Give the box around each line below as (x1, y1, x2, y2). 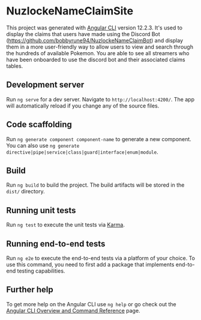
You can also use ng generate (6, 142, 80, 149)
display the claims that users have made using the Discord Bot (6, 30, 160, 37)
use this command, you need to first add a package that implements (6, 261, 175, 268)
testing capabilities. (17, 267, 65, 274)
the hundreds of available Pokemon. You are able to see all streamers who (6, 49, 190, 56)
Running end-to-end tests (6, 238, 106, 249)
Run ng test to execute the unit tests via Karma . (6, 221, 125, 229)
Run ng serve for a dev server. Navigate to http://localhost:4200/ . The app (6, 95, 195, 103)
